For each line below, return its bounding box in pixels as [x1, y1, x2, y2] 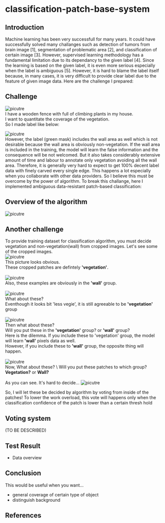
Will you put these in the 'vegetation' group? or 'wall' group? [5, 327, 130, 333]
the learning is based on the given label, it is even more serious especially [5, 63, 156, 68]
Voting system [5, 414, 51, 423]
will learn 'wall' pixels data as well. [5, 338, 76, 344]
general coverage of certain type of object [12, 491, 99, 497]
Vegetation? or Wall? [5, 369, 49, 375]
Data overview [12, 455, 42, 461]
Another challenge [5, 225, 64, 234]
